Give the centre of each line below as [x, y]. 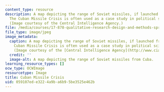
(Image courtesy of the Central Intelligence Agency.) [66, 23]
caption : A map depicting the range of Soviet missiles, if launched [82, 41]
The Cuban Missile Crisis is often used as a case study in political [83, 18]
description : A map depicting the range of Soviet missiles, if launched [82, 14]
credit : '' [20, 55]
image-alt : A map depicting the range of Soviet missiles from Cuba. [82, 59]
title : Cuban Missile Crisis [35, 77]
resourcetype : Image [26, 73]
